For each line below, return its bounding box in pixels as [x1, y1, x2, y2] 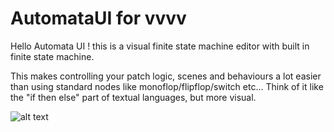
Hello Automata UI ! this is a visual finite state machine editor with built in [10, 40, 310, 52]
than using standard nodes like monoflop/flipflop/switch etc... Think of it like [10, 80, 324, 92]
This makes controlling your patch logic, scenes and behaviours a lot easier [10, 70, 322, 82]
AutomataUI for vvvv [10, 7, 187, 30]
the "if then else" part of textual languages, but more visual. [10, 91, 257, 103]
